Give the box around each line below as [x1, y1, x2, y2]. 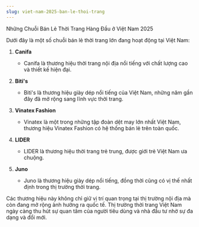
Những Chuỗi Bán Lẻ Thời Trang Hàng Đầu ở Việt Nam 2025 [6, 25, 153, 32]
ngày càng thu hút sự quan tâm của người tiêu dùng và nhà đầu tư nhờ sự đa [6, 207, 193, 215]
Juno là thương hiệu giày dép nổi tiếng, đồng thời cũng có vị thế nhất [23, 176, 192, 184]
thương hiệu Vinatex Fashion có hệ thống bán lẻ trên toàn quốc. [23, 124, 179, 131]
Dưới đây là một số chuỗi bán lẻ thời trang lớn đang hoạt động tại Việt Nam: [6, 36, 190, 43]
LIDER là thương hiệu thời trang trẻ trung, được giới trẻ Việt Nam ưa [23, 147, 188, 155]
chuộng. [23, 154, 45, 161]
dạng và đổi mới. [6, 213, 48, 220]
